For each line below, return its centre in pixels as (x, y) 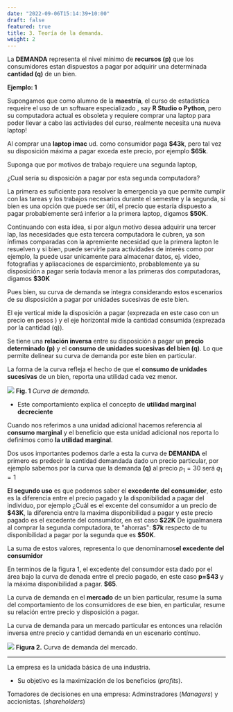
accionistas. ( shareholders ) (46, 701)
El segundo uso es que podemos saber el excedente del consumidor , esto (115, 491)
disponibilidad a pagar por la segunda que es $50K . (81, 534)
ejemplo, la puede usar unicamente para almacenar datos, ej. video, (104, 257)
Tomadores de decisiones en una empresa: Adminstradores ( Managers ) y (113, 694)
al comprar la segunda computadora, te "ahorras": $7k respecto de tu (107, 527)
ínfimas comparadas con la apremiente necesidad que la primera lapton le (113, 242)
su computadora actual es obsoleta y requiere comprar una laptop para (109, 116)
